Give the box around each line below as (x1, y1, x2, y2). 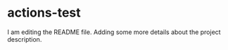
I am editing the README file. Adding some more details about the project (7, 28, 221, 36)
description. (7, 35, 42, 43)
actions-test (7, 5, 81, 21)
